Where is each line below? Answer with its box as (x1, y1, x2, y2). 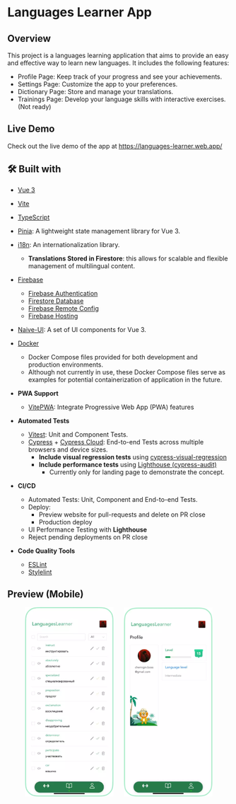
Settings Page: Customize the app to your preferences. (17, 80, 178, 88)
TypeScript (17, 213, 50, 222)
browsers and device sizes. (28, 445, 108, 454)
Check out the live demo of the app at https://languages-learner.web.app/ (7, 142, 223, 150)
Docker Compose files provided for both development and (28, 352, 198, 361)
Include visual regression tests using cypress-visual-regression (38, 452, 228, 461)
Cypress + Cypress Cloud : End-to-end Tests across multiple (28, 437, 204, 446)
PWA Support (17, 389, 59, 397)
